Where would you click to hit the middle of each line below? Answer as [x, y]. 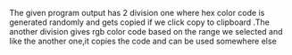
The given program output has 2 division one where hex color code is [137, 13]
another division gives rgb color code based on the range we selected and [146, 31]
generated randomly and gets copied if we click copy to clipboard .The [139, 22]
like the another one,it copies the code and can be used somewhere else [143, 41]
